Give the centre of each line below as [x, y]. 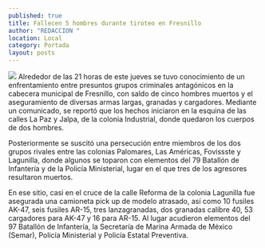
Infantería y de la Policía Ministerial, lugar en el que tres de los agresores [128, 168]
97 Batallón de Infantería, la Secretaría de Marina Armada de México [121, 226]
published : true [35, 16]
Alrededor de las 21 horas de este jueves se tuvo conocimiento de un [131, 76]
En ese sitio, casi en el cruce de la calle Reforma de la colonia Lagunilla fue [132, 192]
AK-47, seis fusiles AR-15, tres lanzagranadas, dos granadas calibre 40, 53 [131, 210]
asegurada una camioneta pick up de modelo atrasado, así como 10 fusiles [131, 201]
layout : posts [32, 53]
